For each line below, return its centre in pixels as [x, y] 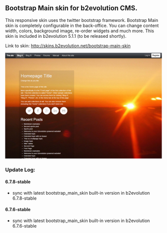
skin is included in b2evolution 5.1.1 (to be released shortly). [66, 36]
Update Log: [20, 170]
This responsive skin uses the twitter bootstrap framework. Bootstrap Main [82, 20]
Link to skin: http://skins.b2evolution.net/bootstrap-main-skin [68, 46]
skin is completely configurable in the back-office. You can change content [82, 25]
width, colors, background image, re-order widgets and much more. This [80, 31]
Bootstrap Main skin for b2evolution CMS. [71, 8]
